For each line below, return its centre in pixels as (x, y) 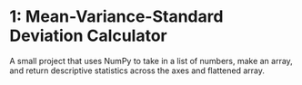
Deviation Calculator (88, 36)
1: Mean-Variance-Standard (116, 17)
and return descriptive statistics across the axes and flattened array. (137, 71)
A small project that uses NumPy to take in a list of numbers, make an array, (151, 61)
